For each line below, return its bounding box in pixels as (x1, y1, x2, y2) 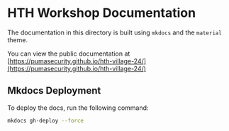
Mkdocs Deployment (7, 85, 101, 96)
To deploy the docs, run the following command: (7, 104, 149, 112)
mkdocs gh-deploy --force (7, 117, 84, 124)
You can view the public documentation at (7, 49, 130, 58)
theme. (7, 35, 28, 44)
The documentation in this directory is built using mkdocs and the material (7, 28, 222, 37)
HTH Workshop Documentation (7, 5, 196, 21)
